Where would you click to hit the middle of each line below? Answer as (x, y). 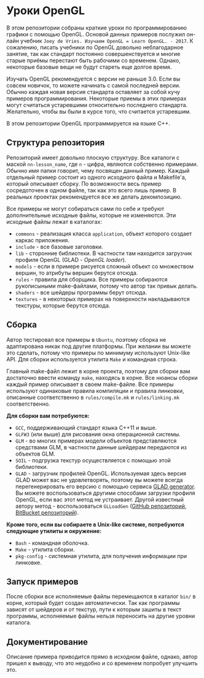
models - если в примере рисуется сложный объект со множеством (104, 266)
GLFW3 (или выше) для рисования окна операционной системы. (98, 434)
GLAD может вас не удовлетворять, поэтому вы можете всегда (99, 479)
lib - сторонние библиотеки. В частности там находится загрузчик (104, 253)
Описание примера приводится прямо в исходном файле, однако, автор (102, 657)
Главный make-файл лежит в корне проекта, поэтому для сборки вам (98, 371)
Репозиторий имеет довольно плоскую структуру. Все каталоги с (93, 157)
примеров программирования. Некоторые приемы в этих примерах (96, 98)
